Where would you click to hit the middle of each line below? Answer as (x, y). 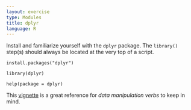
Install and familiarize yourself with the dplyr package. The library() (92, 46)
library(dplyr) (25, 74)
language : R (21, 29)
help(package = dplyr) (35, 84)
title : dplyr (23, 23)
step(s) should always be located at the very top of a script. (80, 52)
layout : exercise (28, 12)
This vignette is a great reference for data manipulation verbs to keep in (96, 95)
